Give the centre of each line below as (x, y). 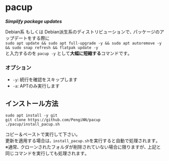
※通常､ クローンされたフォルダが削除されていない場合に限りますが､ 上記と (83, 147)
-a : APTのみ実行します (36, 86)
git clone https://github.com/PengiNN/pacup (53, 120)
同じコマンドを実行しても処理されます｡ (46, 153)
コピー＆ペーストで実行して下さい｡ (42, 134)
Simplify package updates (34, 21)
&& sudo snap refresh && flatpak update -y (52, 48)
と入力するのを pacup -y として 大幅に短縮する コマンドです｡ (68, 53)
